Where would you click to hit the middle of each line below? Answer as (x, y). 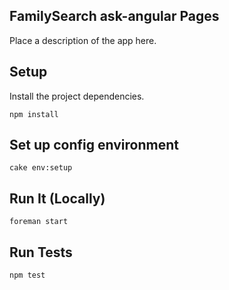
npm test (27, 275)
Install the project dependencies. (77, 96)
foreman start (39, 222)
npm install (34, 114)
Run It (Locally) (57, 198)
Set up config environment (94, 145)
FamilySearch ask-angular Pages (114, 16)
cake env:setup (41, 168)
